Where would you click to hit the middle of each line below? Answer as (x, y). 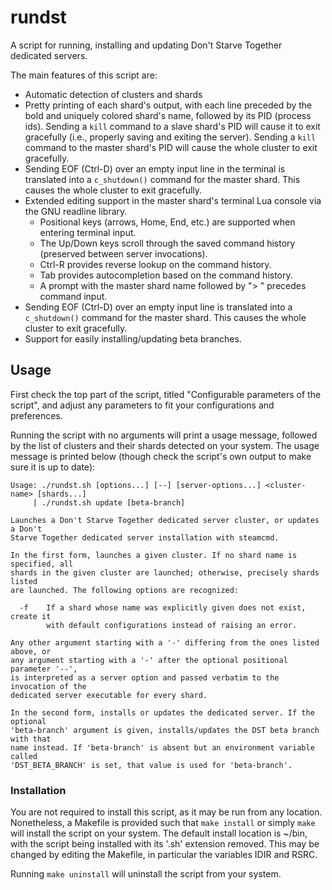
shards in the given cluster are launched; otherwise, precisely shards (165, 572)
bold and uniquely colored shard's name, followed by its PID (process (168, 115)
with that (31, 739)
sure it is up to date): (53, 467)
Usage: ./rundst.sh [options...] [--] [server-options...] (136, 485)
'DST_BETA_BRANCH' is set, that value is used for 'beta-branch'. (151, 765)
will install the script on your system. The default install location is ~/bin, (159, 833)
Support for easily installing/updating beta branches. (133, 338)
